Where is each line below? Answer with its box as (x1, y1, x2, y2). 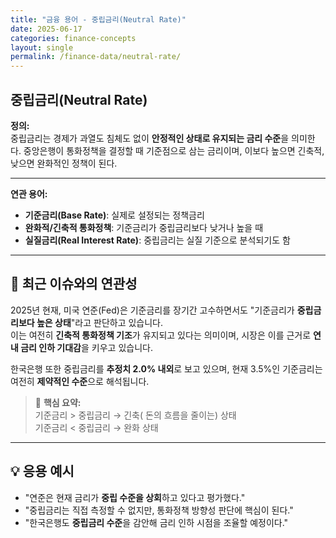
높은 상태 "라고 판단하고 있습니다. (36, 316, 164, 328)
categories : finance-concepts (10, 33, 137, 43)
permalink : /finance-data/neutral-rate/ (10, 52, 182, 62)
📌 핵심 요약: (34, 396, 82, 408)
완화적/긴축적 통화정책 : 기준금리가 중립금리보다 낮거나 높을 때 (24, 221, 264, 233)
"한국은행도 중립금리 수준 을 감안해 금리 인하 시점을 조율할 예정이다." (24, 516, 289, 528)
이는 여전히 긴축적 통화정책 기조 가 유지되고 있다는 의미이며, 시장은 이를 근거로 (10, 329, 312, 341)
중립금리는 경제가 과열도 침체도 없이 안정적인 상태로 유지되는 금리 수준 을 (10, 132, 290, 144)
